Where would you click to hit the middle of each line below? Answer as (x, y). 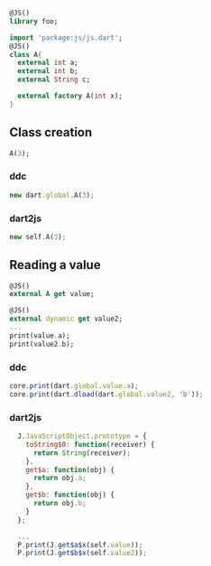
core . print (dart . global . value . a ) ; (74, 386)
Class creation (51, 132)
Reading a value (55, 265)
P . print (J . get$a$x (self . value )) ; (80, 545)
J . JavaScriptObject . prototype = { (82, 436)
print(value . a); (40, 335)
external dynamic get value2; (66, 319)
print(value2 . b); (42, 344)
